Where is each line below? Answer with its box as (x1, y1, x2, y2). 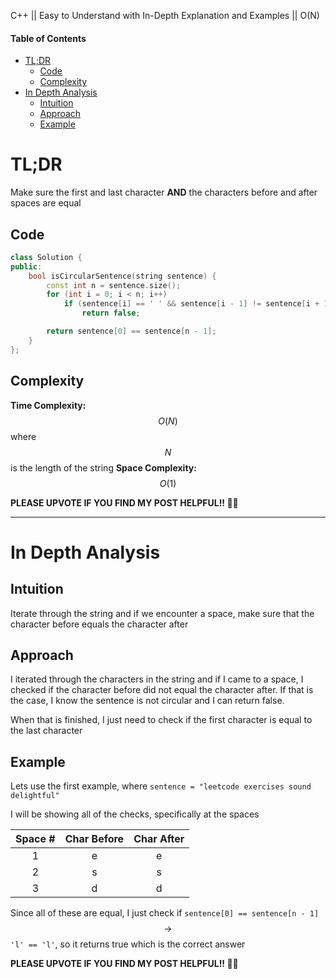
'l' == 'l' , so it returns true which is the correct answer (10, 938, 246, 950)
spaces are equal (10, 197, 82, 209)
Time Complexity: (10, 399, 87, 411)
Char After (133, 832, 185, 846)
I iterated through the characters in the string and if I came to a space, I (10, 673, 304, 685)
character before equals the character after (10, 618, 189, 630)
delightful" (10, 791, 60, 801)
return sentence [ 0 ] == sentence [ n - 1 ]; (46, 326, 217, 337)
